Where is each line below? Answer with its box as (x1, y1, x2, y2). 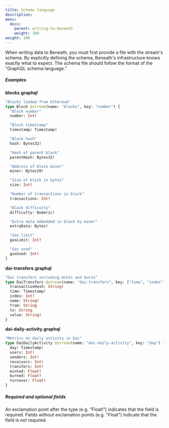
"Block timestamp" (10, 123, 49, 128)
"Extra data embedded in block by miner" (10, 219, 98, 224)
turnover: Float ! (10, 378, 46, 383)
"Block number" (10, 109, 42, 114)
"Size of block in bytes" (10, 177, 64, 183)
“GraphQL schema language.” (5, 65, 67, 71)
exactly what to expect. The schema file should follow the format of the (5, 60, 153, 66)
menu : (5, 17, 17, 22)
